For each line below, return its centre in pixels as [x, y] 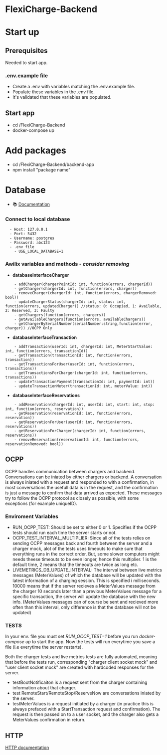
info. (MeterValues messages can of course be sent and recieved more [85, 602]
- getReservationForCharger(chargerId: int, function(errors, [80, 431]
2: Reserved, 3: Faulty [30, 310]
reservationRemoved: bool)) [34, 444]
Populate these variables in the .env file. [53, 92]
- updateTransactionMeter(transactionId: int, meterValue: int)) [83, 386]
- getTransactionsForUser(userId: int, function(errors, [75, 364]
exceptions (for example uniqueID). [41, 503]
